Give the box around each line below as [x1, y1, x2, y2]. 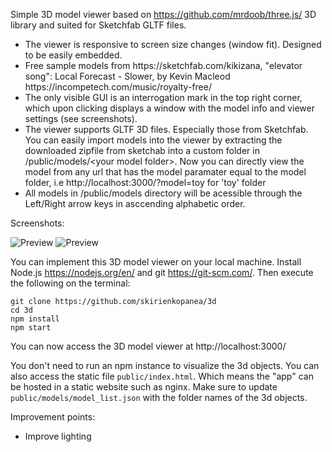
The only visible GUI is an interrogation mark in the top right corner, [24, 92, 303, 103]
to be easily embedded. [24, 49, 123, 61]
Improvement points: [10, 411, 96, 423]
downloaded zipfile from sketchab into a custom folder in [24, 145, 260, 156]
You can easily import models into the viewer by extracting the [24, 134, 283, 146]
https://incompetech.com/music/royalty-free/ [24, 81, 212, 93]
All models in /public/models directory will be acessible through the [24, 187, 303, 199]
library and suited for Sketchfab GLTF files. [10, 19, 187, 31]
